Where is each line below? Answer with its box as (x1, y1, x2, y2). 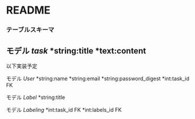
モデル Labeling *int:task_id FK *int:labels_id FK (6, 106, 122, 113)
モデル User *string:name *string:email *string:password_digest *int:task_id (6, 75, 190, 82)
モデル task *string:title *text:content (6, 45, 147, 56)
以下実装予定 (6, 62, 37, 70)
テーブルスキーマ (6, 26, 54, 34)
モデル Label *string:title (6, 94, 66, 101)
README (6, 4, 51, 17)
